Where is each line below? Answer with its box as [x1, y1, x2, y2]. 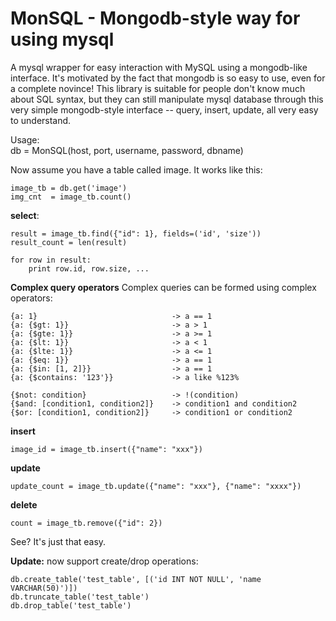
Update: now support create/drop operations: [10, 555, 199, 567]
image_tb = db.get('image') [10, 183, 128, 193]
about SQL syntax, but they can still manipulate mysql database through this [10, 93, 324, 105]
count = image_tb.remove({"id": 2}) [10, 518, 163, 528]
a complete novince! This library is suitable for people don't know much [10, 82, 306, 94]
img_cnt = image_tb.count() [10, 192, 132, 202]
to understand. [10, 114, 72, 126]
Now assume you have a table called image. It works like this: [10, 163, 263, 176]
